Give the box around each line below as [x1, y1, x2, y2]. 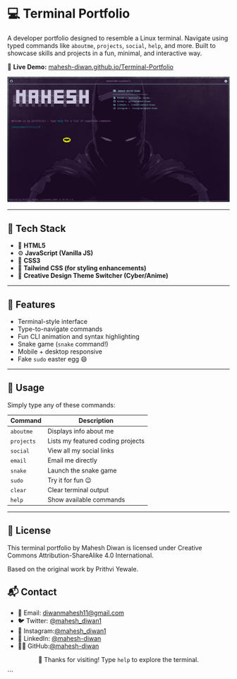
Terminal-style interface [17, 318, 88, 326]
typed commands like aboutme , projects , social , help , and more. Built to [7, 41, 217, 50]
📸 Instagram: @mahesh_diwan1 [17, 627, 107, 635]
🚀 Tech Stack [7, 222, 66, 234]
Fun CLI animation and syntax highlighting [17, 332, 140, 341]
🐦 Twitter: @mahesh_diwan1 [17, 616, 102, 625]
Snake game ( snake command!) [17, 340, 109, 349]
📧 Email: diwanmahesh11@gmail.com [17, 608, 125, 617]
